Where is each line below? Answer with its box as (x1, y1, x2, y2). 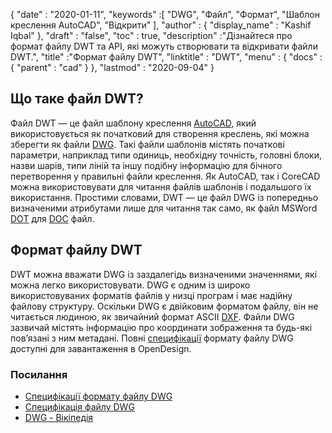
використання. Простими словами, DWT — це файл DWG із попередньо (10, 191, 319, 203)
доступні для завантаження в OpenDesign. (10, 342, 192, 354)
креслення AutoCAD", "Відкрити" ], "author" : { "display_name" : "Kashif (10, 19, 312, 31)
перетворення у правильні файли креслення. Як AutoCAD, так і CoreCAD (10, 170, 321, 182)
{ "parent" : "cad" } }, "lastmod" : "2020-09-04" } (10, 62, 215, 73)
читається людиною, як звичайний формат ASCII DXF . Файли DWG (10, 310, 295, 323)
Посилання (10, 367, 68, 381)
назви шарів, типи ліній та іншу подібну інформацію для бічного (10, 159, 283, 171)
